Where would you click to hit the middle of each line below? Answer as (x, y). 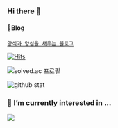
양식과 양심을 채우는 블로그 (41, 44)
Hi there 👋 (24, 11)
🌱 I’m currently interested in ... (59, 103)
